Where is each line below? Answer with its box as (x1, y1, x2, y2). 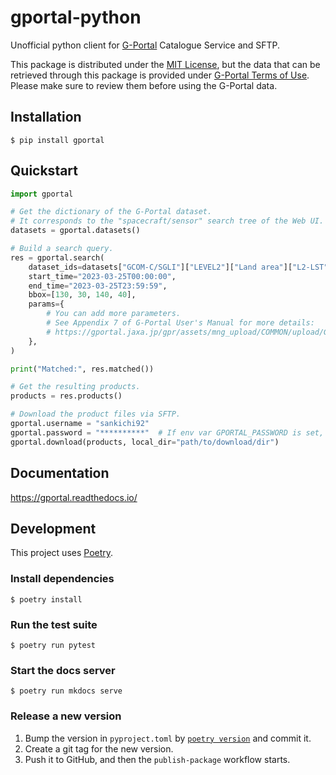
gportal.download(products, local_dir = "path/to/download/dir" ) (10, 437, 280, 447)
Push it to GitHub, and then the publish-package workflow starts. (24, 753, 291, 765)
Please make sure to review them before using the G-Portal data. (10, 79, 278, 91)
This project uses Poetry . (10, 547, 114, 559)
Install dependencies (10, 572, 115, 586)
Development (10, 520, 97, 537)
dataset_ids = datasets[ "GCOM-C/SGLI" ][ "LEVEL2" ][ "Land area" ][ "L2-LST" (28, 262, 329, 272)
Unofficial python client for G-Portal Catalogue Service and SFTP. (10, 39, 281, 51)
